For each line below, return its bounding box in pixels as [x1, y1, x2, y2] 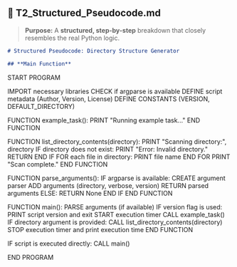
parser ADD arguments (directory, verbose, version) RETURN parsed [7, 181, 209, 189]
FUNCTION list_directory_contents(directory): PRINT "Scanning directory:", [7, 137, 227, 146]
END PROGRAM [7, 253, 54, 261]
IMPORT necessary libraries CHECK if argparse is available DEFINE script [7, 87, 223, 95]
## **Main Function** [7, 60, 72, 68]
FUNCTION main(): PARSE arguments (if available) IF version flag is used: [7, 202, 223, 211]
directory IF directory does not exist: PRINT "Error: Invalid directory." [7, 145, 209, 153]
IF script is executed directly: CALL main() [7, 239, 130, 248]
